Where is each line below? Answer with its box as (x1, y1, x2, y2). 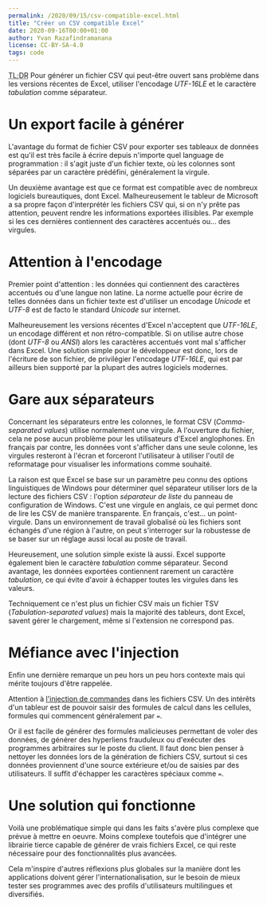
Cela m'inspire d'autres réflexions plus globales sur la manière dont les (8, 864, 241, 873)
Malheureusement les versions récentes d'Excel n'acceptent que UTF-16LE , (8, 320, 257, 329)
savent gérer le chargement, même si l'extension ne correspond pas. (8, 616, 234, 625)
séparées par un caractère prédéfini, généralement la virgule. (8, 167, 210, 176)
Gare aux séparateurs (8, 391, 155, 409)
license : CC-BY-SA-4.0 (8, 41, 84, 49)
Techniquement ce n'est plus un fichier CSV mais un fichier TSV (8, 599, 219, 608)
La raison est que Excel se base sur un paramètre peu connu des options (8, 474, 249, 484)
